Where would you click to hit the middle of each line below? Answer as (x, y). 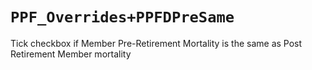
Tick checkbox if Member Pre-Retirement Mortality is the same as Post (156, 43)
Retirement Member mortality (71, 54)
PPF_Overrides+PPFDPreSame (122, 17)
